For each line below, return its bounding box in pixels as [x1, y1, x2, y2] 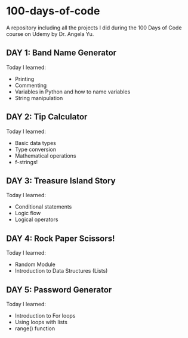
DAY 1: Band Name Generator [6, 48, 117, 58]
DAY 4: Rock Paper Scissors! [6, 233, 115, 243]
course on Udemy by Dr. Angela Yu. [6, 30, 94, 37]
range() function [14, 325, 56, 332]
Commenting [14, 82, 47, 89]
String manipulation [14, 94, 63, 101]
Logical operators [14, 216, 58, 223]
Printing [14, 75, 35, 82]
